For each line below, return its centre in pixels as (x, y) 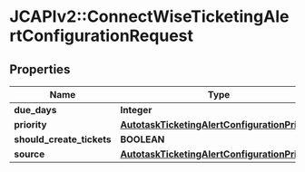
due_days (35, 110)
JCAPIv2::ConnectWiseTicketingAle (149, 17)
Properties (40, 69)
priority (30, 124)
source (30, 154)
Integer (136, 110)
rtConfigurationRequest (101, 36)
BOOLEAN (143, 139)
